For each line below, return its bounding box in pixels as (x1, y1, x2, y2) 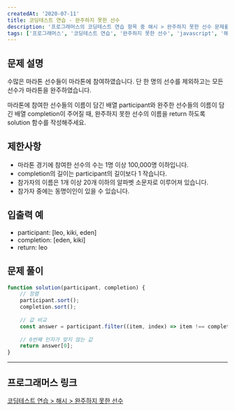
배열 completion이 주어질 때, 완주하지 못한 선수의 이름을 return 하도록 (14, 110, 206, 118)
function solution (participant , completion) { (7, 284, 145, 291)
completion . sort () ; (20, 303, 77, 311)
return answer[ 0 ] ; (20, 342, 73, 349)
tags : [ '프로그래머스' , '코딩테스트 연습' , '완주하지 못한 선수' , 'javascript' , (7, 29, 218, 37)
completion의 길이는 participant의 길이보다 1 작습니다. (17, 169, 167, 178)
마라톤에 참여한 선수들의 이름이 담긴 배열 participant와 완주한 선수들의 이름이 (7, 101, 218, 109)
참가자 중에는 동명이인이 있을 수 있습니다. (17, 187, 130, 195)
